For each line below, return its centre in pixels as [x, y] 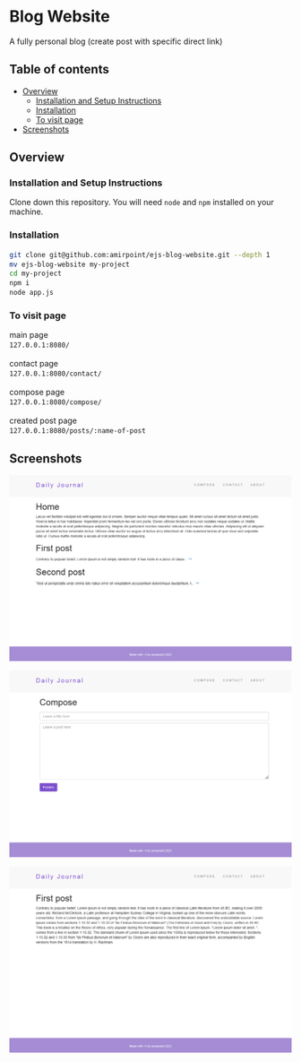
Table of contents [59, 69]
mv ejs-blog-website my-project [69, 264]
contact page [34, 364]
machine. [26, 212]
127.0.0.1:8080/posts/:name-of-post [77, 431]
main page [29, 335]
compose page [37, 393]
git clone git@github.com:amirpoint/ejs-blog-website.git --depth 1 [140, 255]
